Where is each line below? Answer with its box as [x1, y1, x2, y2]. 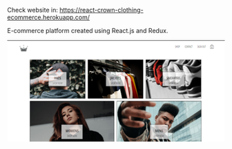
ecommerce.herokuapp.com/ [7, 13, 90, 21]
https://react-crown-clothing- [59, 6, 144, 14]
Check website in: [7, 6, 59, 14]
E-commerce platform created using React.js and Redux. [7, 27, 168, 34]
